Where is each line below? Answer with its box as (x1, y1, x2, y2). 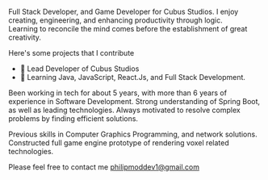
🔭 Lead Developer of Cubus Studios (19, 64, 140, 73)
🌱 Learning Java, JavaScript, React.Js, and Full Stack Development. (19, 73, 246, 82)
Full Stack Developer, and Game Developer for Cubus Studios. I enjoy (8, 7, 239, 16)
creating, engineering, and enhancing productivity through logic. (8, 15, 224, 25)
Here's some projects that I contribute (8, 48, 135, 57)
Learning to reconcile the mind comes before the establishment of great (8, 24, 248, 33)
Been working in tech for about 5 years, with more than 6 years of (8, 88, 228, 98)
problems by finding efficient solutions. (8, 114, 139, 123)
